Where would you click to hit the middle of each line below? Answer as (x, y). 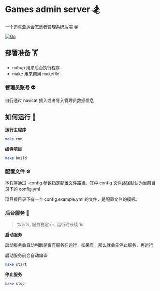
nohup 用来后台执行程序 (36, 67)
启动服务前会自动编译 (26, 256)
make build (16, 158)
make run (14, 139)
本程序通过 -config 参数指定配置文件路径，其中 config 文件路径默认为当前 (78, 183)
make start (16, 265)
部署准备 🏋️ (22, 53)
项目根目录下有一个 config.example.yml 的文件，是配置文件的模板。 (73, 199)
